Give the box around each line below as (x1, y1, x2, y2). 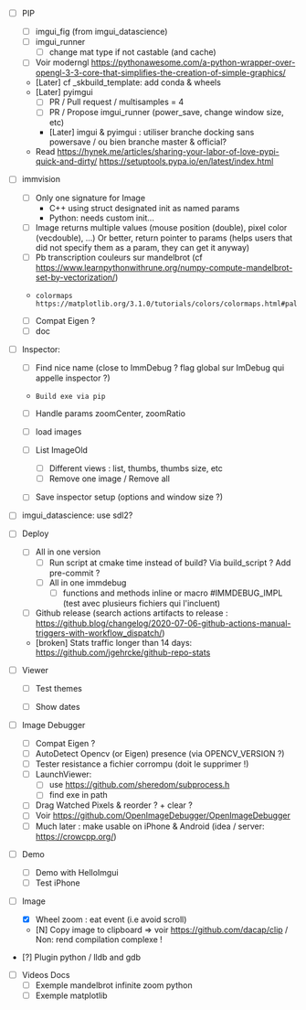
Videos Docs (21, 969, 70, 980)
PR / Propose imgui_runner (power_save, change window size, (48, 107, 284, 118)
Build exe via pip (35, 392, 106, 401)
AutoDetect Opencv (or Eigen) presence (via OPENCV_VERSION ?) (35, 748, 285, 759)
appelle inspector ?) (35, 372, 111, 383)
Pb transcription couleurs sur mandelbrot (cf (35, 252, 203, 263)
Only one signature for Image (35, 192, 146, 203)
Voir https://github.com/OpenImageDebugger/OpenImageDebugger (35, 810, 291, 822)
